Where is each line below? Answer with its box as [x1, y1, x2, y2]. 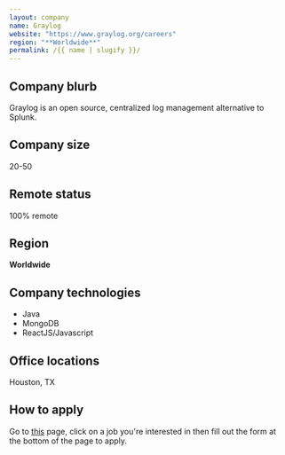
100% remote [9, 210, 59, 221]
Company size [9, 137, 91, 153]
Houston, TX [9, 377, 56, 387]
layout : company [9, 12, 69, 22]
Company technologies [9, 285, 141, 300]
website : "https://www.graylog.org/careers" [9, 29, 177, 38]
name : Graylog [9, 21, 62, 30]
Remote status [9, 187, 91, 202]
